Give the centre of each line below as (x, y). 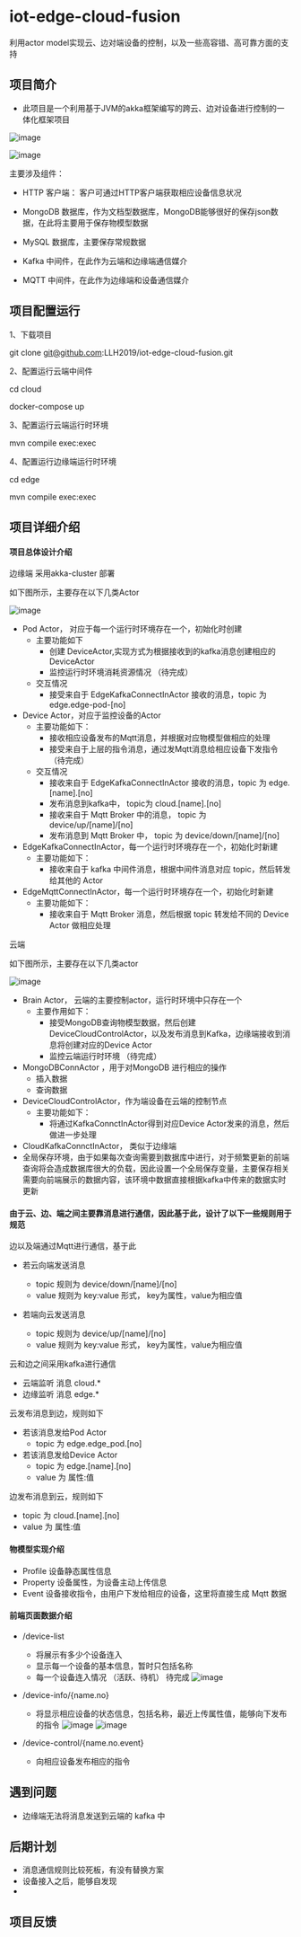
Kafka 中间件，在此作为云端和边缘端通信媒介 (105, 261)
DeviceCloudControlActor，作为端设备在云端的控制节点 (125, 1101)
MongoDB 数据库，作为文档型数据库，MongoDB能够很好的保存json (146, 211)
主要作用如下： (63, 1012)
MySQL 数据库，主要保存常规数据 (84, 242)
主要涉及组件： (37, 173)
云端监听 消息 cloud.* (61, 1383)
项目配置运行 (45, 311)
